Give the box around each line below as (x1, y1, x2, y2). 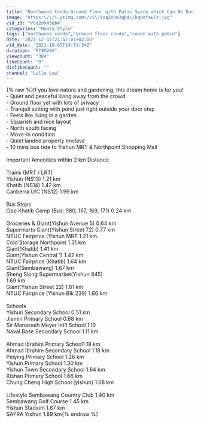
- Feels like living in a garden (6, 112, 77, 119)
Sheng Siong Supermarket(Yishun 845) (6, 270, 103, 278)
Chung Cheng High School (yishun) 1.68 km (6, 379, 114, 386)
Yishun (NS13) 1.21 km (6, 175, 61, 182)
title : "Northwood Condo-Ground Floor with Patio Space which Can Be (6, 8, 184, 15)
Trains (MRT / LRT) (6, 169, 53, 176)
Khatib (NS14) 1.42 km (6, 182, 61, 189)
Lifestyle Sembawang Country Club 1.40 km (6, 391, 115, 398)
